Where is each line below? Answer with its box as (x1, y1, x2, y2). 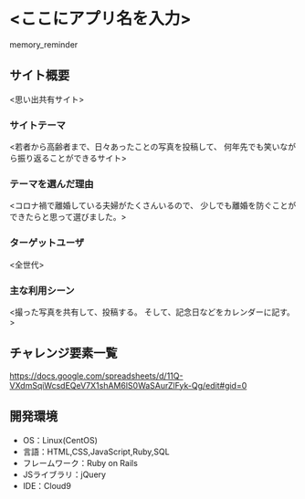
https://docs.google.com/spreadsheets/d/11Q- (9, 370, 184, 381)
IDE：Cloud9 (22, 480, 71, 491)
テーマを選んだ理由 (9, 177, 94, 190)
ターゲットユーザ (9, 236, 85, 249)
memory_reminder (9, 38, 79, 50)
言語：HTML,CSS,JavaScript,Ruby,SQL (22, 446, 171, 457)
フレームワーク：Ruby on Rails (22, 457, 139, 468)
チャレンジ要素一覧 (9, 346, 118, 361)
